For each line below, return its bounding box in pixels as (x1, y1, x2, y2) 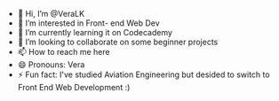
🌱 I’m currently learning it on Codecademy (17, 27, 173, 37)
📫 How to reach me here (17, 47, 110, 57)
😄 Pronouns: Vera (17, 59, 85, 70)
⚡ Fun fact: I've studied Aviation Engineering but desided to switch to (17, 69, 270, 80)
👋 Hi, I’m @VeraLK (17, 9, 85, 19)
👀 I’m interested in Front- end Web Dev (17, 18, 160, 28)
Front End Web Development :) (17, 82, 131, 92)
